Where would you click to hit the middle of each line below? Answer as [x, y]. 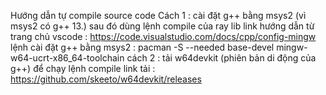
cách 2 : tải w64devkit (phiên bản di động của [221, 58]
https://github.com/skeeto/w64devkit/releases [106, 79]
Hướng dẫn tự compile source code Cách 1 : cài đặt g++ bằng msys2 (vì [158, 15]
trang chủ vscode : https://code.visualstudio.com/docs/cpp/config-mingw [163, 36]
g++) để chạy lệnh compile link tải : [83, 68]
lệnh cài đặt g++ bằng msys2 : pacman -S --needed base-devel [142, 47]
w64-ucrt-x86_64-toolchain [67, 58]
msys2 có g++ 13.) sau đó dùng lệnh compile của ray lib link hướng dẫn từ [162, 26]
